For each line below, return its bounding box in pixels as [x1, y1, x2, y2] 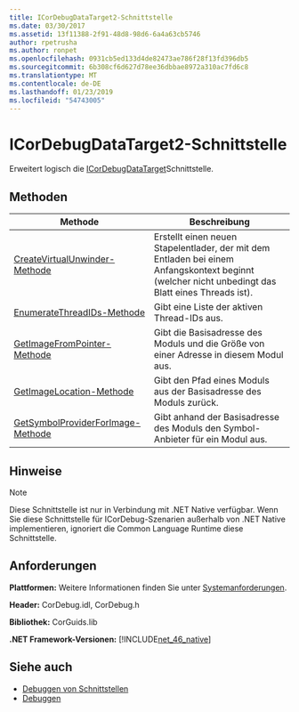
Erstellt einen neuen [154, 231, 238, 243]
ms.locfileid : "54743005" [9, 95, 105, 105]
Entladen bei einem [154, 253, 234, 265]
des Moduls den [154, 422, 222, 434]
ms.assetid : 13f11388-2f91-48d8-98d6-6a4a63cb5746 [9, 29, 201, 38]
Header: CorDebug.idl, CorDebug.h [9, 599, 140, 610]
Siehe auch [9, 659, 73, 675]
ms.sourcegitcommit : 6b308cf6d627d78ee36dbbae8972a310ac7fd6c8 [9, 63, 249, 72]
